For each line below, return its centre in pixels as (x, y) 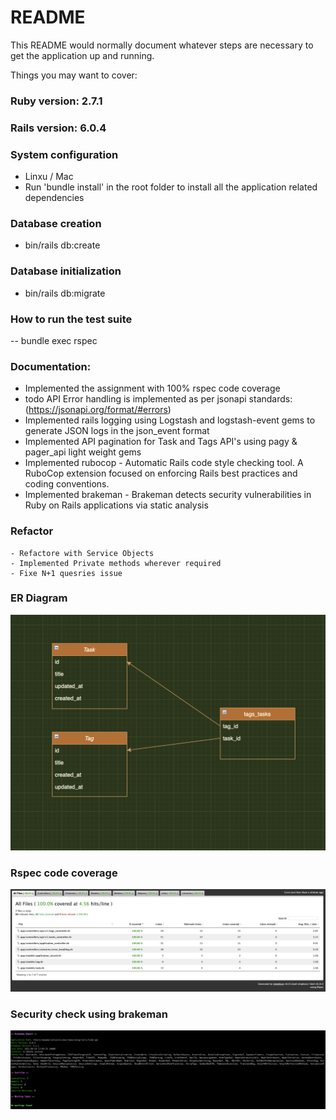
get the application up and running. (82, 55)
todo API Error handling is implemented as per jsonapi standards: (158, 399)
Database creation (56, 223)
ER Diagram (39, 598)
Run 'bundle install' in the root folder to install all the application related (171, 187)
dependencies (54, 198)
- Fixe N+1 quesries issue (66, 573)
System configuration (64, 154)
